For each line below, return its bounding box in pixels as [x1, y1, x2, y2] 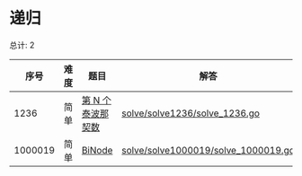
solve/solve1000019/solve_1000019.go [120, 144, 295, 156]
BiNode [81, 144, 113, 156]
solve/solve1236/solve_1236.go [120, 107, 261, 119]
